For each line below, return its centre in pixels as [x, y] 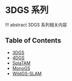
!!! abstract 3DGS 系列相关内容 [36, 25]
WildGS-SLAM [27, 73]
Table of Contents [33, 41]
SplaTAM [21, 63]
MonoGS [21, 68]
